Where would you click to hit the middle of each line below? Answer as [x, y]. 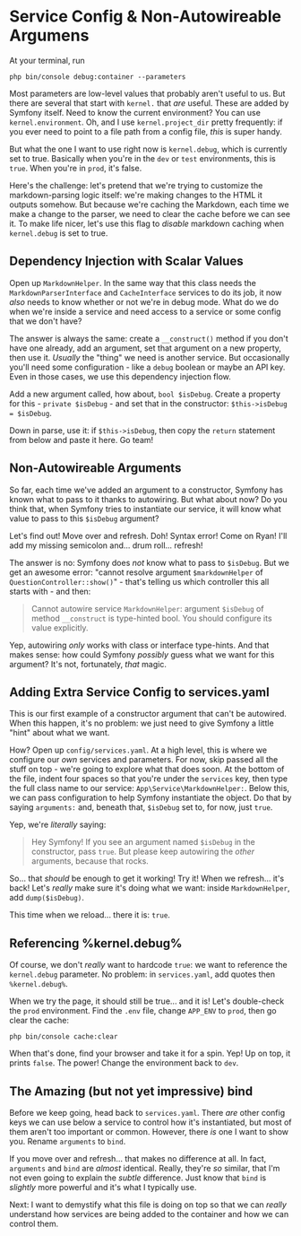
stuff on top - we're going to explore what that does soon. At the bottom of [147, 770]
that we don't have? [46, 321]
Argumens [49, 35]
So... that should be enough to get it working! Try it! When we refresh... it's [147, 879]
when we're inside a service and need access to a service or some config [145, 311]
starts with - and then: [50, 591]
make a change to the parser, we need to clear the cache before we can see [150, 213]
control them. [34, 1223]
